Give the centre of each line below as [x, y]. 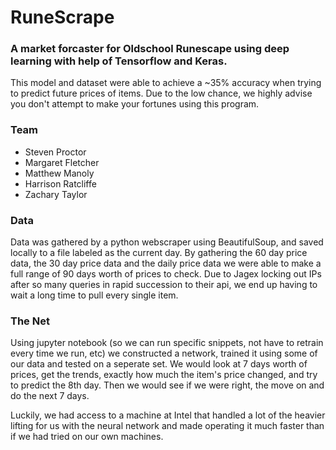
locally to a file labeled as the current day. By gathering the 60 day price [159, 253]
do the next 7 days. [50, 396]
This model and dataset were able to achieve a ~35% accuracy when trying [166, 83]
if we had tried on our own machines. [87, 437]
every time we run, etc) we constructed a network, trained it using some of [164, 353]
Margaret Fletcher [62, 162]
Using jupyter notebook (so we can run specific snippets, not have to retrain [167, 343]
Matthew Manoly [59, 173]
